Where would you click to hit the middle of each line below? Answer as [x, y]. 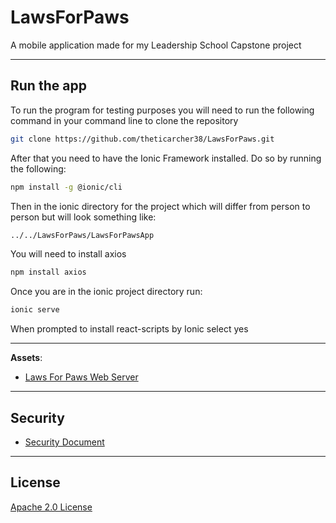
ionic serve [35, 310]
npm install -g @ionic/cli [66, 187]
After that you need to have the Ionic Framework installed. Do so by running [166, 158]
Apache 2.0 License [51, 507]
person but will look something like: [83, 217]
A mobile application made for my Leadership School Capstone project [156, 45]
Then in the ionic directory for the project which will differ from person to [160, 206]
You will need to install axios [68, 254]
